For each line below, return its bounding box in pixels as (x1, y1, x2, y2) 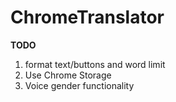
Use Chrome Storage (24, 69, 112, 81)
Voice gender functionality (24, 79, 135, 91)
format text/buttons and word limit (24, 58, 166, 70)
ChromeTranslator (10, 6, 165, 29)
